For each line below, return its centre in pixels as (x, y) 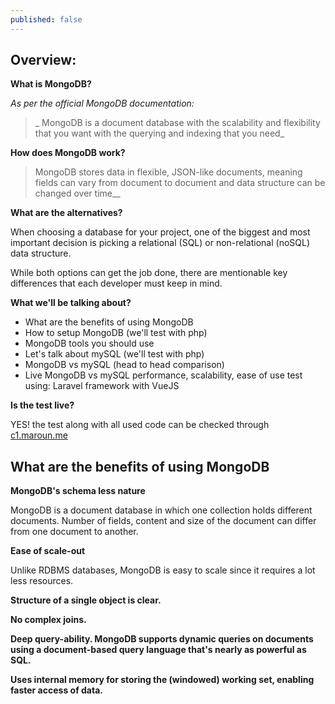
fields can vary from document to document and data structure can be (180, 183)
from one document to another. (74, 532)
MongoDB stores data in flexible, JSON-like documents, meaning (168, 172)
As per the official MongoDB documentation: (102, 103)
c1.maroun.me (39, 435)
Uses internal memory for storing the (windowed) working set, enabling (162, 680)
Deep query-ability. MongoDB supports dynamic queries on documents (162, 639)
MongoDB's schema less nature (78, 491)
